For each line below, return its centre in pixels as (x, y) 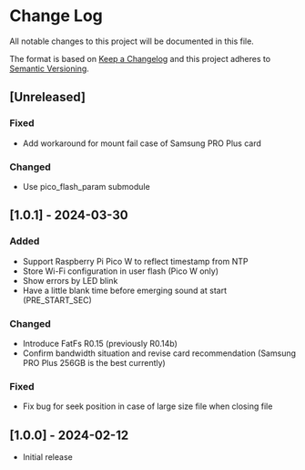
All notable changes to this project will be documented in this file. (132, 41)
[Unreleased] (48, 97)
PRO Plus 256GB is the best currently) (94, 362)
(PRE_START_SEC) (57, 300)
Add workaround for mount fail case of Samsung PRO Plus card (142, 143)
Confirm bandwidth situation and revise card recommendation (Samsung (159, 353)
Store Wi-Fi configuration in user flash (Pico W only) (121, 271)
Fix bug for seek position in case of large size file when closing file (147, 406)
